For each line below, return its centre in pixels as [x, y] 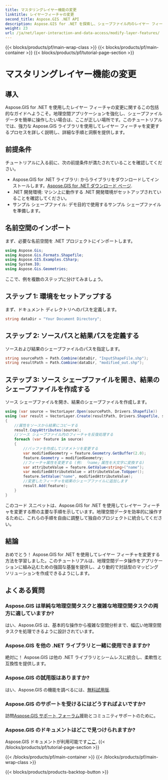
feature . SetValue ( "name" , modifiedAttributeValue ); [78, 476]
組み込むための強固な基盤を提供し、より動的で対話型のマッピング [90, 567]
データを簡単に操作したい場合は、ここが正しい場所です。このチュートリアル [84, 120]
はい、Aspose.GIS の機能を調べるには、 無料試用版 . [58, 689]
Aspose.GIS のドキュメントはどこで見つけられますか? [70, 730]
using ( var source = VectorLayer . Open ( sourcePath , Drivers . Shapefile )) [81, 411]
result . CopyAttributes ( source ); [48, 430]
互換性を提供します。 [27, 663]
